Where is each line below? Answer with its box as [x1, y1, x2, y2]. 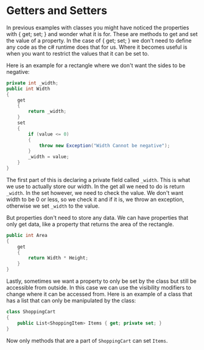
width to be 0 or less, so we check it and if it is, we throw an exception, [6, 195, 185, 203]
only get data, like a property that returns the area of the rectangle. [6, 221, 175, 228]
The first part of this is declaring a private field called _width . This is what [6, 176, 191, 183]
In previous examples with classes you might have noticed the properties [6, 24, 189, 31]
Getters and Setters [6, 4, 108, 18]
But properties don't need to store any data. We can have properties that [6, 214, 189, 221]
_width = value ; [28, 154, 69, 160]
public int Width [6, 86, 51, 92]
